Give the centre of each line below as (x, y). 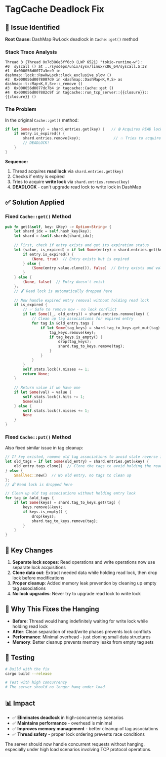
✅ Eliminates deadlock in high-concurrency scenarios (68, 717)
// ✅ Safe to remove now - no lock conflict (70, 310)
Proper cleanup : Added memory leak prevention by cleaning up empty (84, 583)
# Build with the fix (27, 669)
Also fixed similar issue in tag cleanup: (44, 448)
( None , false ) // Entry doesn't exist (64, 282)
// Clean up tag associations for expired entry (83, 319)
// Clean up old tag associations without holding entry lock (70, 493)
